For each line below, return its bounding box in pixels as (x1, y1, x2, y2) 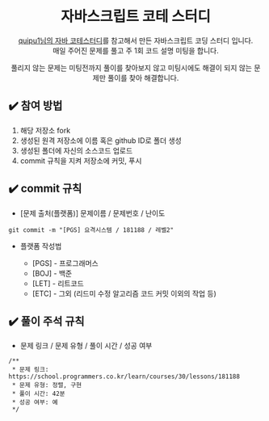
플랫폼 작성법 (19, 241, 62, 250)
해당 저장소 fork (19, 125, 71, 135)
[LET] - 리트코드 (32, 278, 85, 288)
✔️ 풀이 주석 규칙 (8, 314, 85, 328)
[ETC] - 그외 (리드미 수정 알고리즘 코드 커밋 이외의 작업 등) (32, 288, 216, 298)
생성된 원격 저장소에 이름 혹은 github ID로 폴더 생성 (19, 135, 182, 145)
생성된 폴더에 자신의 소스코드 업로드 (19, 145, 133, 155)
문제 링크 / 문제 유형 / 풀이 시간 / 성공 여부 (19, 341, 153, 351)
